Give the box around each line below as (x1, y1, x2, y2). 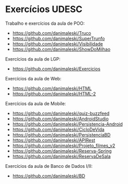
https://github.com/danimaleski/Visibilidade (12, 40, 103, 47)
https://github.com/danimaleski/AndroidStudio (12, 115, 109, 122)
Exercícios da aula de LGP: (5, 56, 60, 62)
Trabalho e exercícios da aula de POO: (5, 20, 85, 26)
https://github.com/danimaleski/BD (12, 173, 86, 179)
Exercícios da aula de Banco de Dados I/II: (5, 163, 93, 169)
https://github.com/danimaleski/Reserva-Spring (12, 148, 112, 154)
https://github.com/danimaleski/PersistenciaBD (12, 131, 111, 137)
